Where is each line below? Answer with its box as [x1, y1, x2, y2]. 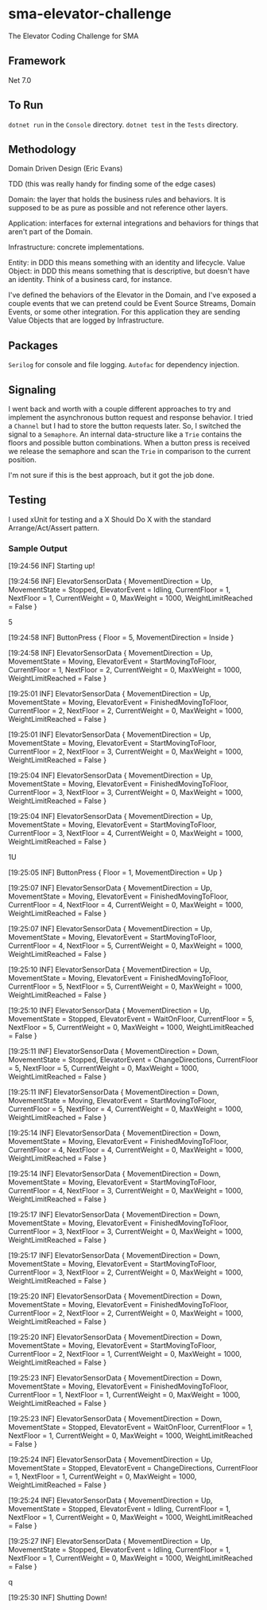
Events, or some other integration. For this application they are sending [8, 308, 241, 317]
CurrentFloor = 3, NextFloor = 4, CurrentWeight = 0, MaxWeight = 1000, [8, 829, 244, 838]
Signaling [8, 383, 56, 397]
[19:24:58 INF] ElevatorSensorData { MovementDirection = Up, [8, 648, 213, 658]
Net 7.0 [8, 75, 32, 84]
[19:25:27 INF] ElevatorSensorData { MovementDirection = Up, [8, 1537, 213, 1546]
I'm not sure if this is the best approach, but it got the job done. [8, 471, 215, 480]
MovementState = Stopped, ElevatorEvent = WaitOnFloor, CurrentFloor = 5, [8, 1014, 254, 1024]
